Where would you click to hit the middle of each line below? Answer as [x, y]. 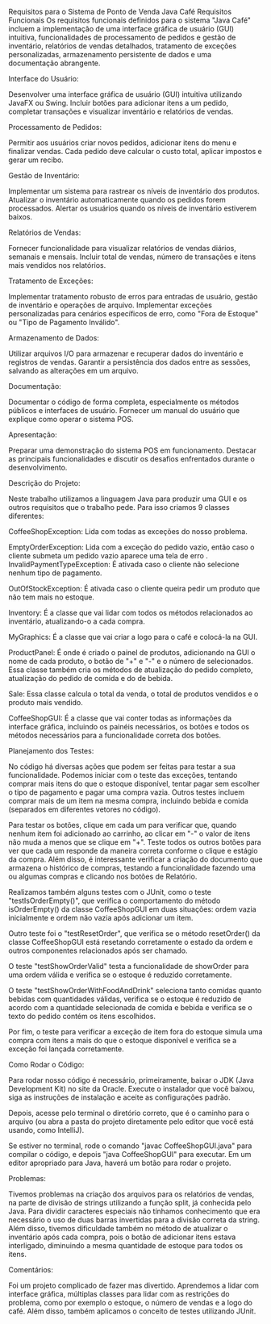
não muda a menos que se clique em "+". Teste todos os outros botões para [135, 842]
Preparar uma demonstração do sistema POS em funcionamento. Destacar [132, 450]
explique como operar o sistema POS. [71, 419]
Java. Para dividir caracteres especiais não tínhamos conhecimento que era [134, 1211]
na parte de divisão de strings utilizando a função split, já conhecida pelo [130, 1203]
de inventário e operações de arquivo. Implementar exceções [110, 305]
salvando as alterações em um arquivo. [73, 371]
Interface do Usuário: [44, 79]
